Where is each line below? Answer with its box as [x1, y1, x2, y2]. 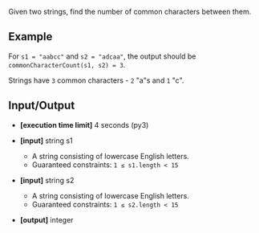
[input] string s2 [19, 175, 75, 185]
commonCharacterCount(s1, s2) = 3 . [8, 59, 126, 69]
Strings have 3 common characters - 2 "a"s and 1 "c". [8, 76, 184, 85]
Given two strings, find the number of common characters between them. [8, 7, 252, 16]
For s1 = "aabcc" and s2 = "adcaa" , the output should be [8, 51, 196, 61]
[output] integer [19, 215, 74, 224]
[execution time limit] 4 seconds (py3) [19, 120, 149, 129]
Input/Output [8, 99, 75, 112]
